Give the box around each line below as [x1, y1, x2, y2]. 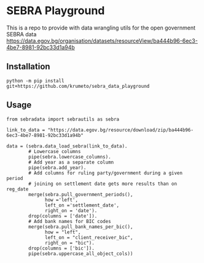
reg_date [6, 186, 29, 192]
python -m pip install [6, 77, 65, 84]
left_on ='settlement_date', [45, 202, 120, 208]
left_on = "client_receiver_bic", [45, 234, 133, 240]
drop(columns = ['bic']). [28, 245, 95, 251]
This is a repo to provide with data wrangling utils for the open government [6, 24, 195, 31]
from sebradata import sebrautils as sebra [6, 116, 120, 122]
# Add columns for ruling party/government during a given [28, 170, 183, 176]
